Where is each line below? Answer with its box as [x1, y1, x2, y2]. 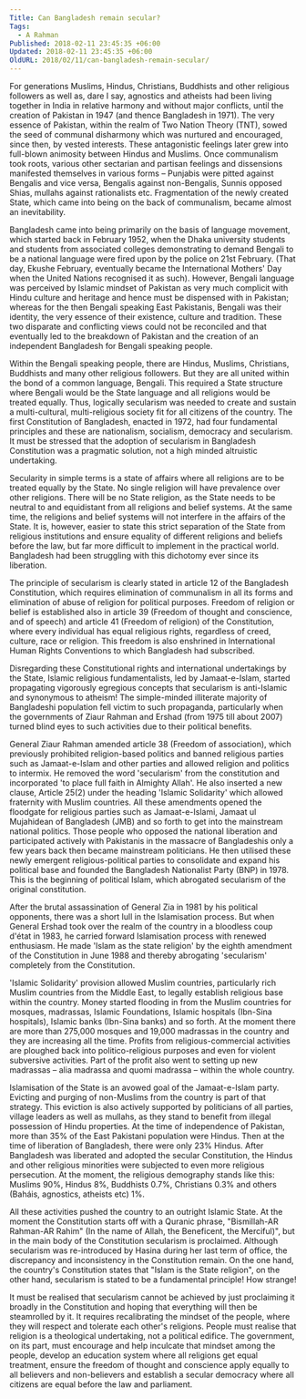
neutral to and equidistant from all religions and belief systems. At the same [9, 502, 293, 512]
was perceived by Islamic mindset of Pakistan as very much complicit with [9, 283, 289, 293]
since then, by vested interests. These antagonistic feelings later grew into [9, 139, 289, 149]
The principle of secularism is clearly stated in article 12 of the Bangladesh [9, 578, 290, 588]
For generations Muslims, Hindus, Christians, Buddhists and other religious [9, 81, 290, 91]
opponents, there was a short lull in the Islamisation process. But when [9, 911, 275, 921]
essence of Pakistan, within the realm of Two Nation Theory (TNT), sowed [9, 119, 288, 130]
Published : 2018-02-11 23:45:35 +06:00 [9, 38, 161, 48]
